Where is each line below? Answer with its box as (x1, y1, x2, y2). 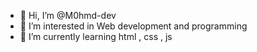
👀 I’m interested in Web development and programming (19, 20, 248, 32)
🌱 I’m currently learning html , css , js (19, 31, 173, 42)
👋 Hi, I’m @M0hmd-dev (19, 10, 117, 21)
